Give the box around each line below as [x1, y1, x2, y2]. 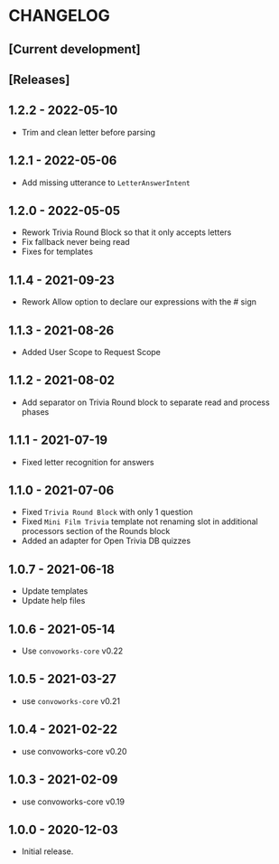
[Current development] [8, 42, 141, 57]
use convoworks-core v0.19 [21, 796, 126, 807]
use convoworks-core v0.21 [21, 695, 121, 706]
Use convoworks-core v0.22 [21, 645, 124, 656]
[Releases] [8, 71, 70, 87]
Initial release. [21, 846, 74, 857]
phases [21, 406, 50, 417]
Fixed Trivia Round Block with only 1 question [21, 507, 193, 518]
